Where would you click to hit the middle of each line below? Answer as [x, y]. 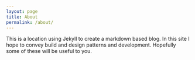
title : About [22, 17]
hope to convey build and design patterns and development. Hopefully [91, 45]
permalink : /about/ [30, 22]
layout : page [22, 11]
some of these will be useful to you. [49, 51]
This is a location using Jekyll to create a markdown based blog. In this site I [98, 39]
